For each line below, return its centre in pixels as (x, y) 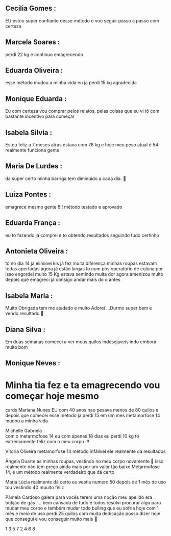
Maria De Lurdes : (34, 166)
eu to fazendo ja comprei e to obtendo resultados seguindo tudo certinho (82, 235)
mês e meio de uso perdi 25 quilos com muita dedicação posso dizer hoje (83, 514)
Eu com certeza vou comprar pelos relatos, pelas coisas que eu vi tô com (82, 111)
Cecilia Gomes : (31, 8)
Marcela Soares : (33, 42)
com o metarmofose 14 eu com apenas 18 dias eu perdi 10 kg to (72, 436)
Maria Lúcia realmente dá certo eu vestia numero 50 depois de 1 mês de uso (86, 482)
